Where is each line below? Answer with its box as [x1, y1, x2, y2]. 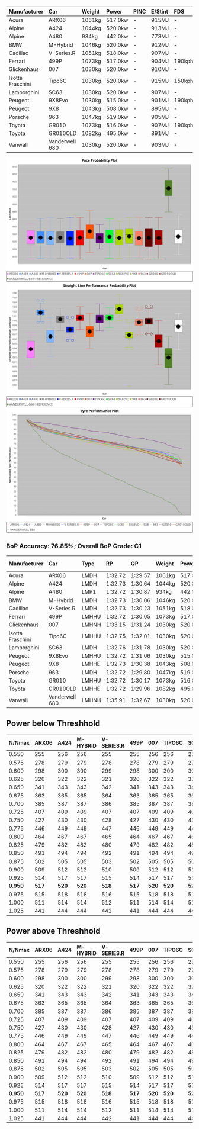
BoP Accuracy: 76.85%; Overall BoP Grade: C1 [6, 542, 142, 550]
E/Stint [150, 8, 169, 15]
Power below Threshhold [6, 719, 101, 729]
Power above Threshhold [6, 926, 101, 936]
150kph [174, 78, 194, 84]
